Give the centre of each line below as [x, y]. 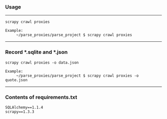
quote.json [16, 80]
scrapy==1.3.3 [20, 112]
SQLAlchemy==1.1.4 [24, 107]
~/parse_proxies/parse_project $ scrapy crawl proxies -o [78, 76]
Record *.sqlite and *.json [37, 52]
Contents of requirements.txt [41, 97]
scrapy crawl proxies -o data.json [42, 62]
